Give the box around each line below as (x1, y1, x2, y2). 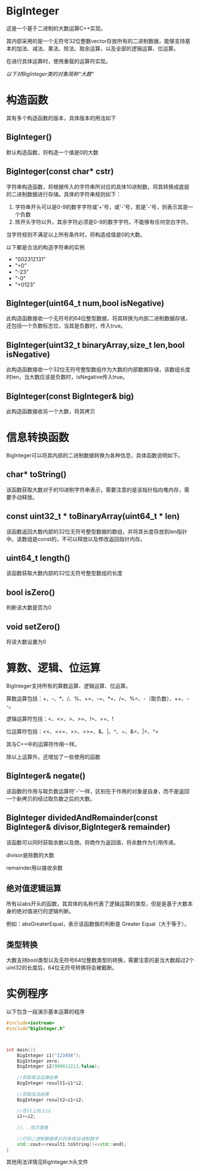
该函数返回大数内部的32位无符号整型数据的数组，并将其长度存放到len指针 (6, 528, 188, 535)
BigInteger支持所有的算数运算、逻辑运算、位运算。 (6, 682, 131, 689)
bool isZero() (6, 587, 56, 597)
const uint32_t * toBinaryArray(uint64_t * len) (6, 511, 180, 521)
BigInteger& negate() (6, 771, 86, 781)
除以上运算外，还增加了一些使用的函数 (6, 753, 100, 760)
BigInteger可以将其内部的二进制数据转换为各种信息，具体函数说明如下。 (6, 451, 183, 458)
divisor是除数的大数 (6, 851, 55, 858)
